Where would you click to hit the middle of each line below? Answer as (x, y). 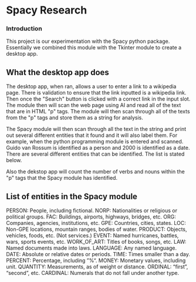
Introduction (24, 29)
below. (14, 160)
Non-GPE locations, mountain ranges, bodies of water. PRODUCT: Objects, (97, 229)
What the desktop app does (58, 72)
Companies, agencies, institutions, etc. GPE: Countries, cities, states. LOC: (96, 223)
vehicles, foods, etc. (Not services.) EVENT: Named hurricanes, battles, (92, 236)
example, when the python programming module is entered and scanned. (95, 142)
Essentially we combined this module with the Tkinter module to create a (94, 48)
